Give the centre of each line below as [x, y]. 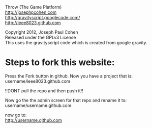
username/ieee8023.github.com [38, 81]
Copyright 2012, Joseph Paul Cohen [42, 32]
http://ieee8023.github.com [33, 23]
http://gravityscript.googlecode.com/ [43, 17]
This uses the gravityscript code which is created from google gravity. [76, 43]
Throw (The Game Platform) [33, 7]
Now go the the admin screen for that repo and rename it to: [66, 100]
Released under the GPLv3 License [41, 37]
